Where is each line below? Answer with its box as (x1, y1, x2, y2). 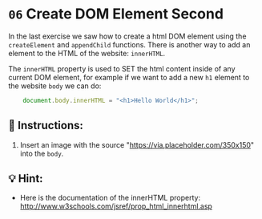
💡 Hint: (8, 172, 43, 185)
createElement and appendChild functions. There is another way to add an (8, 39, 251, 49)
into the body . (19, 148, 64, 158)
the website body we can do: (8, 81, 102, 91)
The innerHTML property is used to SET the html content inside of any (8, 63, 236, 73)
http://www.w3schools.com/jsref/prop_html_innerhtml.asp (19, 201, 212, 211)
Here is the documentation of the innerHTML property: (19, 193, 201, 203)
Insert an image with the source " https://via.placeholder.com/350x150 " (19, 140, 255, 149)
